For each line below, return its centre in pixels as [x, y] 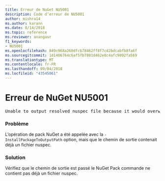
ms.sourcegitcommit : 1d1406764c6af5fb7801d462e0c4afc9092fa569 [71, 55]
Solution [15, 157]
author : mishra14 [23, 19]
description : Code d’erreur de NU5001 [45, 14]
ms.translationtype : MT [29, 60]
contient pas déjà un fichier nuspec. [41, 173]
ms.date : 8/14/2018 [25, 28]
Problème [17, 124]
